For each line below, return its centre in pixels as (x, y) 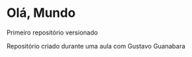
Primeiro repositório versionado (52, 32)
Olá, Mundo (41, 13)
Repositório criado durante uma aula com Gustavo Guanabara (96, 46)
